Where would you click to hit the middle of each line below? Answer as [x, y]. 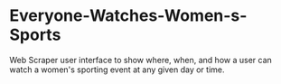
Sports [35, 35]
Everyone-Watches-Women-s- [128, 16]
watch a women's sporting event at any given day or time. [117, 70]
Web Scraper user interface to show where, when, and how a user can [141, 60]
